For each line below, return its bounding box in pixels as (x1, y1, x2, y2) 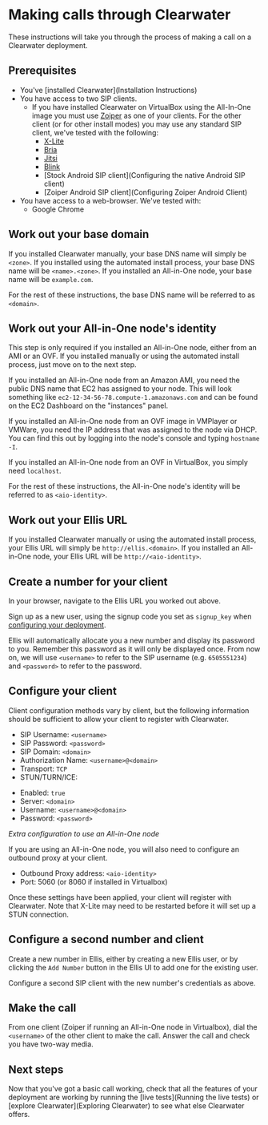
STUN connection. (8, 909, 70, 919)
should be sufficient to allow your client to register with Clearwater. (8, 714, 230, 724)
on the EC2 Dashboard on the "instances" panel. (8, 401, 169, 410)
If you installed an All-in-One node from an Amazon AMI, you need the (8, 375, 240, 385)
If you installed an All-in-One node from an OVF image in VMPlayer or (8, 417, 238, 426)
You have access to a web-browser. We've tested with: (19, 196, 202, 205)
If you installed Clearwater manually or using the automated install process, (8, 534, 257, 544)
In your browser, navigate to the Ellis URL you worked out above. (8, 596, 222, 606)
